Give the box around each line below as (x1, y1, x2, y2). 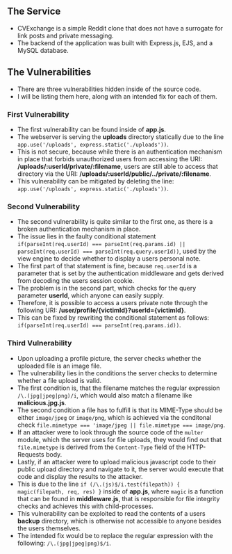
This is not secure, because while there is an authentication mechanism (17, 147, 222, 156)
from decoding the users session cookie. (17, 277, 135, 285)
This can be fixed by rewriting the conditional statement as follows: (17, 313, 210, 322)
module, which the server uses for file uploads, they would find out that (17, 435, 222, 443)
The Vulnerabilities (7, 66, 92, 79)
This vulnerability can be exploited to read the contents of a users (17, 509, 206, 517)
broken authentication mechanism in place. (17, 225, 141, 234)
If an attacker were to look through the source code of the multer (17, 427, 204, 437)
